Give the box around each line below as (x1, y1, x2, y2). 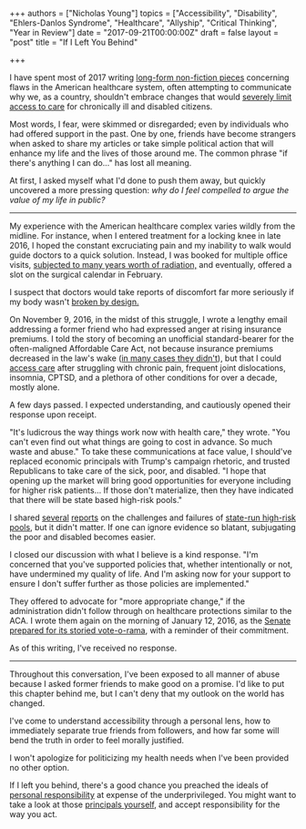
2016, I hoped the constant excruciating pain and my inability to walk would (9, 241, 291, 251)
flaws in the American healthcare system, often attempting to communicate (9, 82, 292, 92)
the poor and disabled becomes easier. (9, 532, 157, 542)
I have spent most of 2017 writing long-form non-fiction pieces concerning (9, 72, 290, 83)
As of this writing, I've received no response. (9, 642, 178, 653)
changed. (9, 698, 46, 709)
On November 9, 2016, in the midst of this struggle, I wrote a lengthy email (9, 314, 288, 324)
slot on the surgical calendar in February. (9, 269, 163, 280)
